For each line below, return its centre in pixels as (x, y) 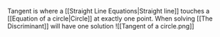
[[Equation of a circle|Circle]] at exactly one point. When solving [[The (110, 18)
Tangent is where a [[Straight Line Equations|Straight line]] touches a (109, 11)
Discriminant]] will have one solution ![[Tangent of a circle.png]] (101, 26)
